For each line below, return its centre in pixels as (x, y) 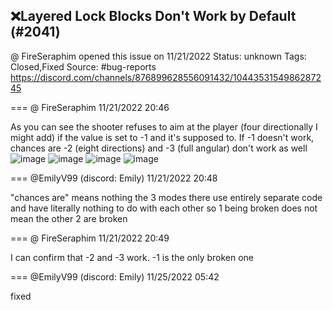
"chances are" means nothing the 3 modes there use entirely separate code (166, 197)
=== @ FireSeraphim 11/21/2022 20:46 (90, 107)
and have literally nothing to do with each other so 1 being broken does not (164, 208)
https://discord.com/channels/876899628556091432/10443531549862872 (166, 77)
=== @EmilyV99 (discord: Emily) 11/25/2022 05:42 (115, 276)
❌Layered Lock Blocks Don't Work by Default (153, 16)
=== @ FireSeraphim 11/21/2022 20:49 (90, 238)
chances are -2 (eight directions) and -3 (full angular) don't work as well (159, 148)
